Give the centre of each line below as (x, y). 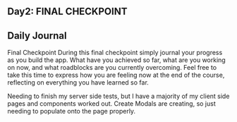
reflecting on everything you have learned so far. (78, 83)
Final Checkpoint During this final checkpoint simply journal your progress (115, 53)
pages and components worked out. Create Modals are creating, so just (112, 104)
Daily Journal (37, 36)
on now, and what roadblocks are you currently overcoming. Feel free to (112, 68)
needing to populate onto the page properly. (72, 111)
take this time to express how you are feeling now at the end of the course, (116, 75)
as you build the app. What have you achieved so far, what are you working (116, 60)
